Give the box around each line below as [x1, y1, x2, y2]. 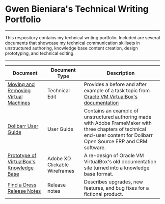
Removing [7, 87, 31, 94]
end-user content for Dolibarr [83, 131, 153, 138]
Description [107, 70, 135, 76]
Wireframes [47, 167, 75, 174]
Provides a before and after [83, 81, 147, 88]
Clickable [47, 161, 69, 168]
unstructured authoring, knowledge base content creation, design [5, 45, 138, 51]
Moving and [7, 81, 35, 88]
